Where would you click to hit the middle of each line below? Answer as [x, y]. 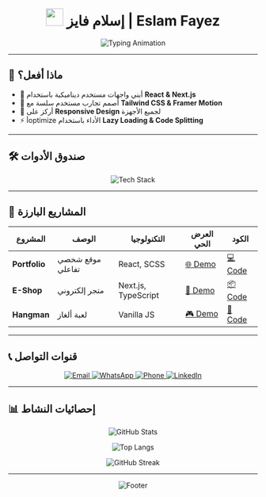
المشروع [31, 239]
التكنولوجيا [148, 239]
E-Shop [27, 290]
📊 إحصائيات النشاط [52, 409]
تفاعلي [69, 269]
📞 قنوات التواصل [43, 356]
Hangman [31, 315]
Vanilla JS [137, 315]
